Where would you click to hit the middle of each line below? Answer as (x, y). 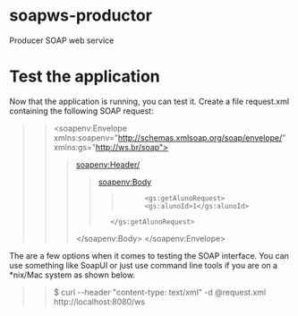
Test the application (85, 77)
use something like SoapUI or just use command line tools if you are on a (144, 265)
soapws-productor (81, 16)
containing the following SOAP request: (81, 111)
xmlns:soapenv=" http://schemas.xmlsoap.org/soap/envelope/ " (170, 137)
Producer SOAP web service (62, 40)
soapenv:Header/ (108, 164)
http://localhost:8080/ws (99, 302)
